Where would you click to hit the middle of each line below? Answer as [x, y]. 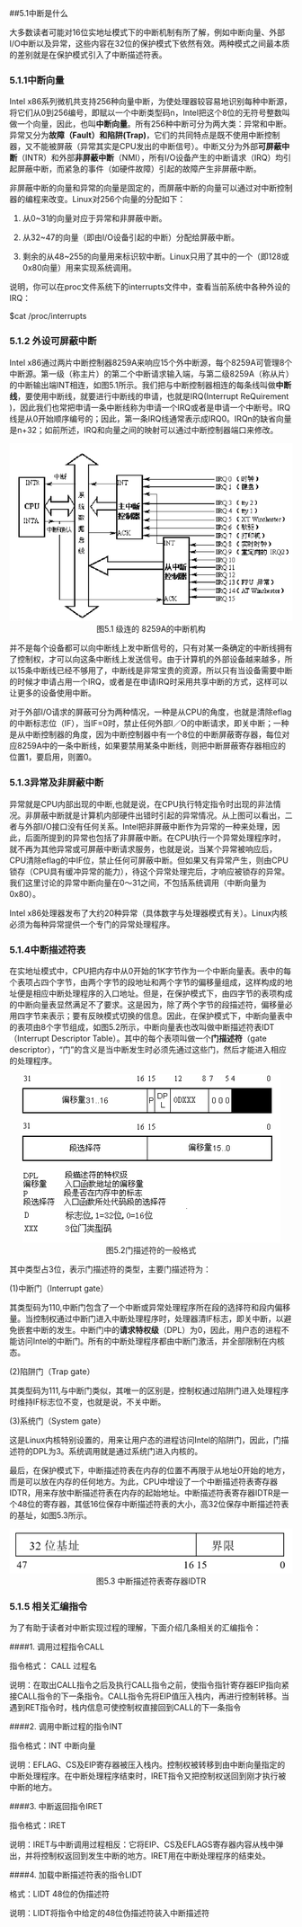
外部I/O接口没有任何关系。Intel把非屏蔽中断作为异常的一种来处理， [148, 826]
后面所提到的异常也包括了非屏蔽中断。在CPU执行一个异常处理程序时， [155, 838]
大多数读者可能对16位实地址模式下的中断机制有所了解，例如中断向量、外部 [147, 32]
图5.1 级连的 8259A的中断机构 [151, 629]
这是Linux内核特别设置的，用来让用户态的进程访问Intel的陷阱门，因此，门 [145, 1440]
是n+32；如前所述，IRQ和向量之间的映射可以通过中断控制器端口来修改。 [144, 430]
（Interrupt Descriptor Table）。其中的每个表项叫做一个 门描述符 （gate [138, 1039]
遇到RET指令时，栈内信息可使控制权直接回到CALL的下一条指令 [125, 1708]
